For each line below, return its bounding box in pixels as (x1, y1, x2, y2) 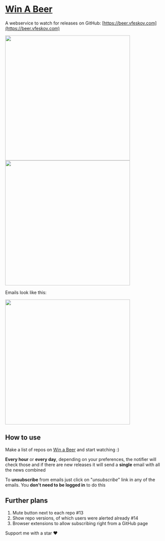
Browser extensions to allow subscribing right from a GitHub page (12, 520, 148, 526)
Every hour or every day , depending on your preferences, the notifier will (5, 456, 157, 462)
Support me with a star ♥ (5, 530, 58, 536)
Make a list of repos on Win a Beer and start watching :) (5, 446, 120, 452)
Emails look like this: (5, 289, 47, 295)
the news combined (5, 466, 46, 473)
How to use (5, 433, 41, 442)
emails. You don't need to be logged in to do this (5, 481, 106, 488)
